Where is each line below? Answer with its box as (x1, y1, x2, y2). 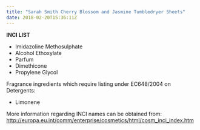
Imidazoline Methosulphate (15, 43, 83, 50)
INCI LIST (6, 31, 30, 38)
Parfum (15, 56, 34, 63)
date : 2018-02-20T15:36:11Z (6, 15, 78, 21)
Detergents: (6, 86, 36, 94)
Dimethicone (15, 62, 47, 70)
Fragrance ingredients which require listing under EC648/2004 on (6, 80, 171, 88)
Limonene (15, 98, 41, 106)
